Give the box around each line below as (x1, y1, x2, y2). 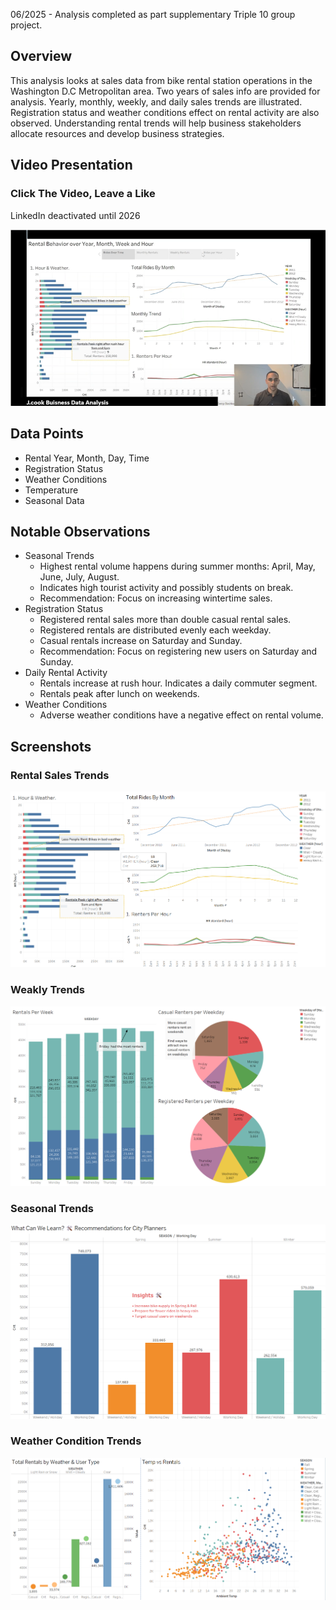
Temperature (24, 484, 79, 496)
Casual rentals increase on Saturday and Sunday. (39, 635, 243, 647)
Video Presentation (10, 157, 133, 174)
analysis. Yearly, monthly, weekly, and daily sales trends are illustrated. (10, 95, 303, 108)
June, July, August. (39, 571, 120, 583)
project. (10, 19, 43, 31)
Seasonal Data (24, 494, 85, 506)
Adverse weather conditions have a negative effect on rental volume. (39, 709, 324, 721)
